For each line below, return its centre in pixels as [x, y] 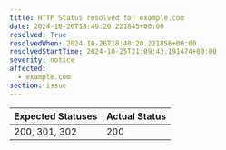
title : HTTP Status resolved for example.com [97, 18]
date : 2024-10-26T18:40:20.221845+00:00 [87, 26]
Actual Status [136, 116]
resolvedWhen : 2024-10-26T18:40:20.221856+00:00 [103, 43]
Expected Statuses [56, 116]
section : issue [38, 85]
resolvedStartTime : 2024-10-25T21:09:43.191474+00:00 [113, 52]
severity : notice [42, 60]
